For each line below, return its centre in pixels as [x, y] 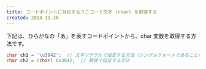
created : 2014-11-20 [33, 18]
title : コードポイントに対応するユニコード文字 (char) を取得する [82, 12]
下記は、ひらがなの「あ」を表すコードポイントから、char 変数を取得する [99, 36]
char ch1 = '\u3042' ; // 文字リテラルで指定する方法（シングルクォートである [98, 55]
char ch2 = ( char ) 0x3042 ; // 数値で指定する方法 [68, 61]
